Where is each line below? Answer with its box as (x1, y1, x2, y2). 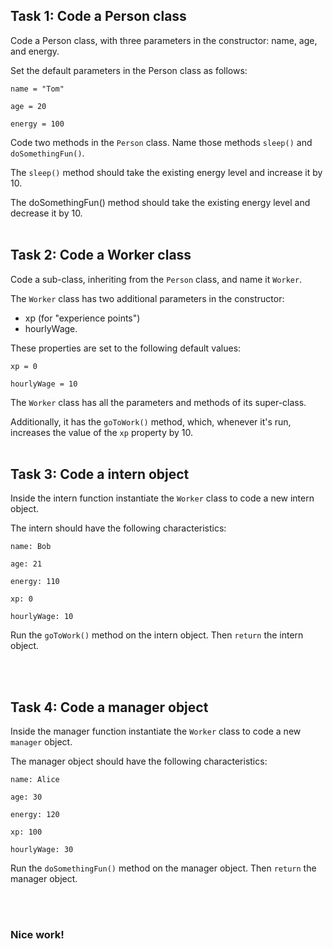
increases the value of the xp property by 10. (10, 426, 194, 438)
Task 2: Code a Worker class (10, 247, 192, 264)
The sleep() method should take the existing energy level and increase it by (10, 166, 323, 178)
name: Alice (10, 775, 60, 785)
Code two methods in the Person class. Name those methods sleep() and (10, 136, 313, 148)
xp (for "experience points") (24, 312, 141, 324)
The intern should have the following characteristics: (10, 522, 227, 534)
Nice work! (10, 928, 65, 942)
